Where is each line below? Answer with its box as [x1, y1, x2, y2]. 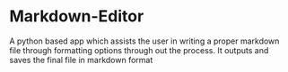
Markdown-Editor [9, 6, 144, 27]
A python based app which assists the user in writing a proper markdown [9, 36, 280, 46]
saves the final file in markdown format [9, 54, 153, 65]
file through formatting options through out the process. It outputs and [9, 44, 269, 55]
